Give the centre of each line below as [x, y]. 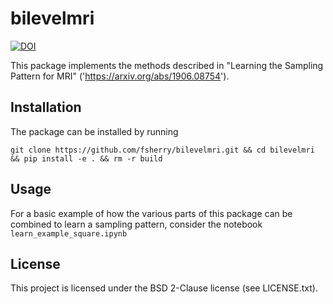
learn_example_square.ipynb [69, 233]
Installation [46, 107]
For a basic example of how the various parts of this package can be [151, 213]
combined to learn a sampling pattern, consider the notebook [136, 224]
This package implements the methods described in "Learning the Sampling [167, 65]
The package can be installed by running [94, 131]
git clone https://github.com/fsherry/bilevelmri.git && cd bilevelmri [162, 150]
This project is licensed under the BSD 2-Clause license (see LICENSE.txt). [164, 288]
